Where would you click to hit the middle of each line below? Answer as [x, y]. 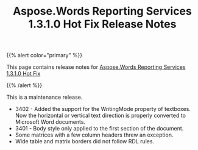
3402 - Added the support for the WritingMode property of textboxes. [103, 109]
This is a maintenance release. [44, 97]
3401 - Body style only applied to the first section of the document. [99, 129]
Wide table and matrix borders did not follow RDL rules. [84, 141]
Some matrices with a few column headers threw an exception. [94, 135]
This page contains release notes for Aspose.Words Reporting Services [96, 67]
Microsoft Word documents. [50, 122]
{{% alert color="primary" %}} [44, 55]
